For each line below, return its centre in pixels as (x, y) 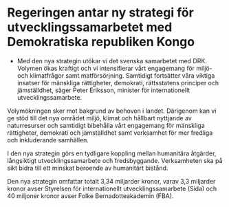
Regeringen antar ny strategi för (100, 13)
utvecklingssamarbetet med (90, 27)
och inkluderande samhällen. (48, 140)
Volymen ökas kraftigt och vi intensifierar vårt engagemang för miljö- (115, 68)
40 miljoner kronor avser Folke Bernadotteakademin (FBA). (90, 196)
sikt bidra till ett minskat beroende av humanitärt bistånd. (88, 168)
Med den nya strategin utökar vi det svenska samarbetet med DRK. (112, 61)
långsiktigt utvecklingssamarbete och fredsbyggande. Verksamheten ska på (115, 160)
